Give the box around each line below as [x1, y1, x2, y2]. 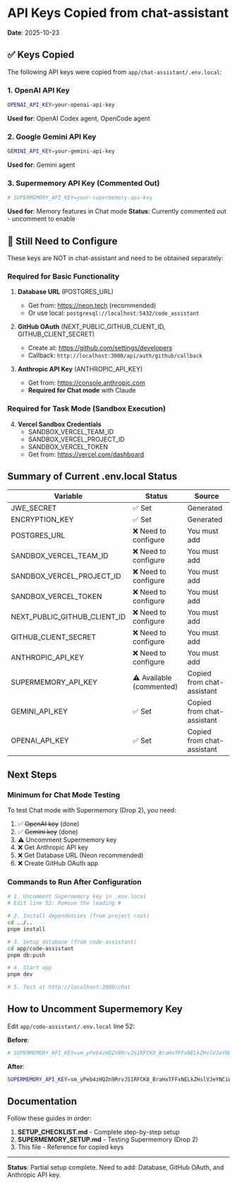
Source [194, 492, 219, 501]
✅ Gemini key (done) [17, 827, 78, 836]
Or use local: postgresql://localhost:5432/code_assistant [28, 309, 200, 318]
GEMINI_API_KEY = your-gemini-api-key [7, 148, 115, 155]
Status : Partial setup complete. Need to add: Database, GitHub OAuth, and [7, 1163, 224, 1172]
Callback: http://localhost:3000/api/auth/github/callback [28, 351, 202, 360]
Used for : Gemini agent [7, 161, 75, 169]
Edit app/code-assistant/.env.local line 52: [7, 1022, 135, 1030]
